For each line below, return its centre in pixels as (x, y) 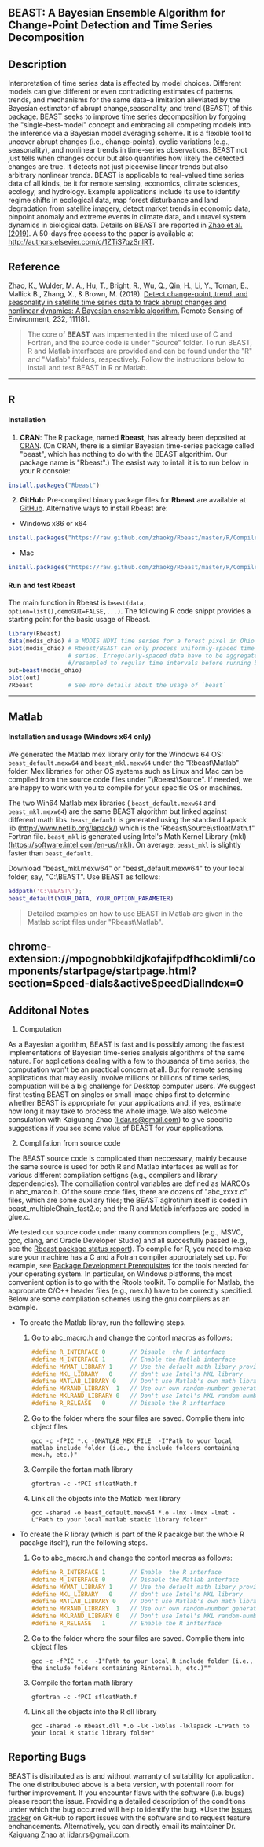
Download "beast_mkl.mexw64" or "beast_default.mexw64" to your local (126, 869)
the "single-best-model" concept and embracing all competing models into (130, 125)
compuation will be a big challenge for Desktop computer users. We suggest (132, 1086)
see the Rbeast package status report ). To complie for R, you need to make (130, 1249)
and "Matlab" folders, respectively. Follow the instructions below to (136, 359)
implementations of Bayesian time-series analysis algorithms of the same (126, 1052)
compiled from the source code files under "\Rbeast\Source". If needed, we (130, 780)
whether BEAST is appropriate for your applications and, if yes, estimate (125, 1102)
